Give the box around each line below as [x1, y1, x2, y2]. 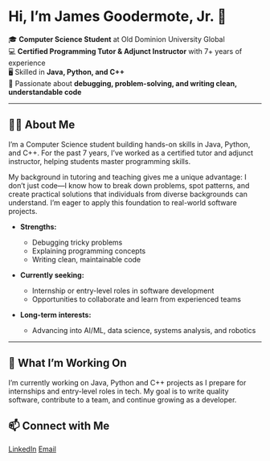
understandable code [8, 87, 82, 97]
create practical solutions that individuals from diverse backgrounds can [8, 189, 247, 199]
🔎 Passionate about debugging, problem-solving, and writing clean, [8, 78, 237, 88]
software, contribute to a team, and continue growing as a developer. [8, 394, 237, 405]
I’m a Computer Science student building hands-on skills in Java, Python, [8, 139, 251, 149]
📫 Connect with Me [8, 418, 110, 433]
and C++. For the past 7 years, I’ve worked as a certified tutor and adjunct [8, 148, 254, 158]
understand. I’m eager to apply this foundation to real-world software [8, 197, 237, 208]
